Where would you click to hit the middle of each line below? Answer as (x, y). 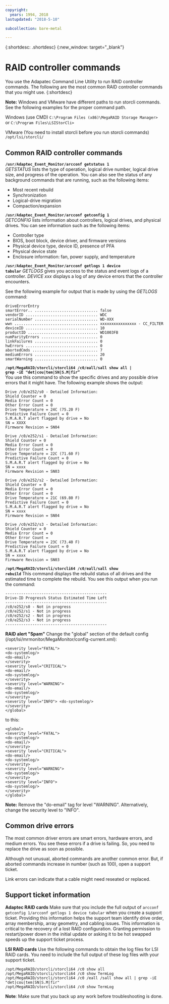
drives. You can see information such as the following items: (68, 225)
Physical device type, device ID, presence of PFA (63, 246)
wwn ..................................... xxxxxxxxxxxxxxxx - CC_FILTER (84, 324)
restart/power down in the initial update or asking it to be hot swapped (78, 934)
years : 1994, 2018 (29, 15)
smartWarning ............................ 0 (54, 359)
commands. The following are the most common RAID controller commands (84, 87)
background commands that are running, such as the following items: (77, 180)
